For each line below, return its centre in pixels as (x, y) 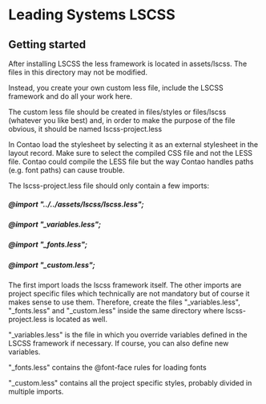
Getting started (47, 45)
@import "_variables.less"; (55, 224)
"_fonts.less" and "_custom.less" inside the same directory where (116, 311)
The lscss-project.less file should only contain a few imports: (109, 186)
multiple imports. (36, 392)
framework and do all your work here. (71, 96)
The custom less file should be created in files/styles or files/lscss (117, 112)
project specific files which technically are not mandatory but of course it (129, 294)
